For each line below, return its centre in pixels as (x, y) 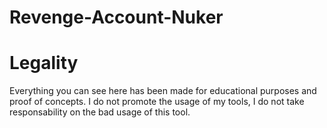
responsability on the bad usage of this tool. (100, 112)
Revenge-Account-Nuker (116, 17)
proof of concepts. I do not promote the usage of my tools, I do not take (157, 102)
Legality (44, 63)
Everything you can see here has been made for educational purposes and (163, 91)
